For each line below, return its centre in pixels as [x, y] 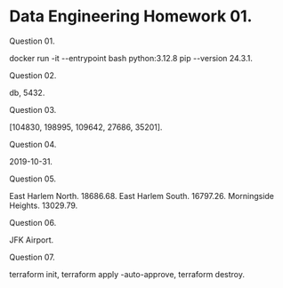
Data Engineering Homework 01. [131, 16]
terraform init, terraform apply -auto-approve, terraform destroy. [127, 274]
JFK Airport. [32, 240]
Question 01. [32, 41]
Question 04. [33, 144]
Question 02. [33, 75]
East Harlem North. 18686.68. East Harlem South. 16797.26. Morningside [141, 196]
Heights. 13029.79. [44, 205]
